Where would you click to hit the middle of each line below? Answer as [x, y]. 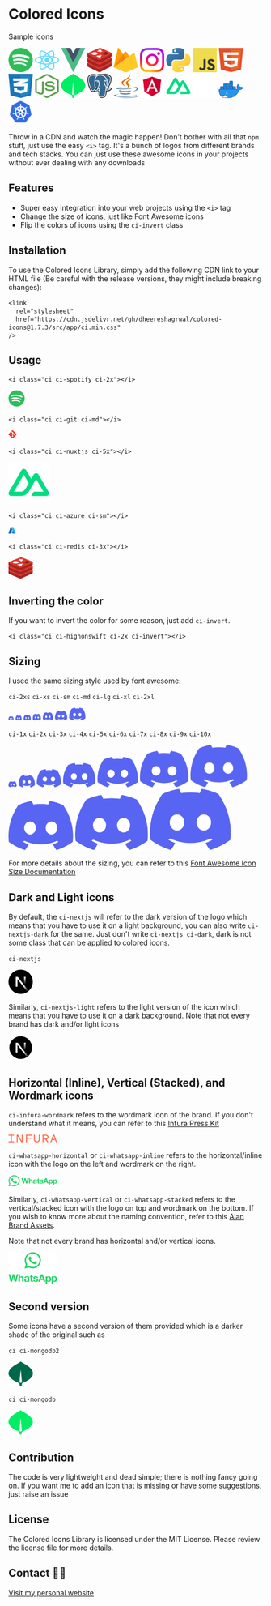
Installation [37, 251]
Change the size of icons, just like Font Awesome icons [112, 216]
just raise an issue [38, 1494]
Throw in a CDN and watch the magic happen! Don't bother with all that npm [134, 137]
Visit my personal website [51, 1592]
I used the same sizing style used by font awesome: [95, 681]
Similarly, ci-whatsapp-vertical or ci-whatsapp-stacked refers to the [122, 1199]
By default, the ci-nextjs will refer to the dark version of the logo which [128, 917]
